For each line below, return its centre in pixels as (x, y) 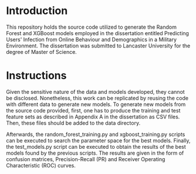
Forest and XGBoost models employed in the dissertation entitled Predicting (98, 33)
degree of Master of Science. (42, 52)
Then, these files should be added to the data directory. (73, 123)
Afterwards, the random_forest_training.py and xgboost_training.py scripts (96, 134)
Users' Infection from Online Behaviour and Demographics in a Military (92, 39)
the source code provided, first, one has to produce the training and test (93, 110)
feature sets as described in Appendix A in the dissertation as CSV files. (93, 117)
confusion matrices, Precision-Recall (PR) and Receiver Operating (86, 159)
